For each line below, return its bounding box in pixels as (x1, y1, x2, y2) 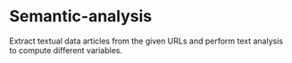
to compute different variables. (9, 44, 123, 55)
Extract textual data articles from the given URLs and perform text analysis (9, 35, 284, 46)
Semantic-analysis (9, 6, 153, 27)
